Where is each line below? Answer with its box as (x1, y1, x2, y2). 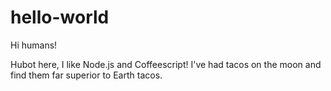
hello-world (10, 6, 110, 29)
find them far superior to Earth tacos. (10, 69, 163, 81)
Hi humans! (10, 39, 58, 51)
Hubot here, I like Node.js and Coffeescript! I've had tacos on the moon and (10, 58, 322, 70)
